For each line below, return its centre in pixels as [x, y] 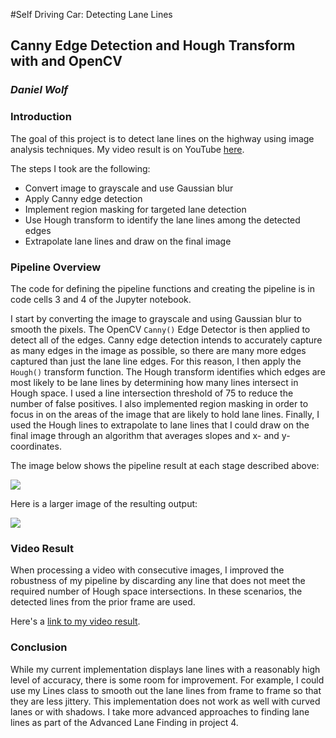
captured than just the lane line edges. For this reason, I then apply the [156, 361]
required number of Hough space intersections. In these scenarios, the [156, 591]
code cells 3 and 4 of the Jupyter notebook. [101, 299]
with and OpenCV [66, 61]
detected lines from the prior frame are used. [103, 602]
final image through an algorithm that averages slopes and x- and [145, 435]
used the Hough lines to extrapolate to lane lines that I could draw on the [160, 425]
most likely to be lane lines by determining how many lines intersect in [154, 382]
